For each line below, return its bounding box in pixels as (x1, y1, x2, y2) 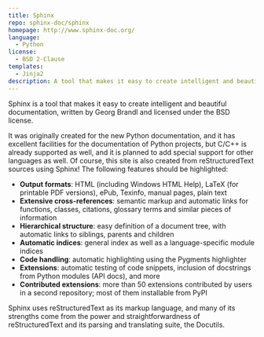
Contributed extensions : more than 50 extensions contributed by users (19, 280, 253, 289)
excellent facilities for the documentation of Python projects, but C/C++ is (8, 139, 247, 148)
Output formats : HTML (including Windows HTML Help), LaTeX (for (19, 179, 239, 189)
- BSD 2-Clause (15, 56, 65, 64)
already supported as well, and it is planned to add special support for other (8, 147, 254, 157)
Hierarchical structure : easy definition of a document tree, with (19, 221, 226, 230)
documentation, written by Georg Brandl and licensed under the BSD (8, 107, 230, 116)
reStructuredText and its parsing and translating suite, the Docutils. (8, 320, 225, 329)
